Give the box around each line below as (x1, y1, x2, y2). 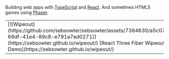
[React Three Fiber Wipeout (99, 39, 165, 46)
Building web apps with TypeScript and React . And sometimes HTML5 (5, 4, 151, 10)
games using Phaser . (5, 9, 49, 15)
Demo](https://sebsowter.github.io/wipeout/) (8, 46, 114, 52)
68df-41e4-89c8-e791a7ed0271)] (8, 33, 97, 40)
